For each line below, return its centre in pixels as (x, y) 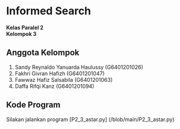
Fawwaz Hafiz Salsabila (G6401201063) (64, 79)
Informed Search (49, 11)
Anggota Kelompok (43, 53)
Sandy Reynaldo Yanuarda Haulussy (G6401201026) (79, 67)
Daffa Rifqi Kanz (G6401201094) (54, 86)
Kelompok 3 (21, 33)
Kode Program (33, 105)
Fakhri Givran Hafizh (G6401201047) (60, 73)
